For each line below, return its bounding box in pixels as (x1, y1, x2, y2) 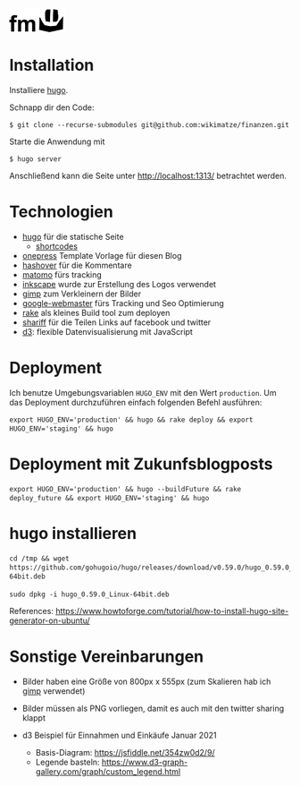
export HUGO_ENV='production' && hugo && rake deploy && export (9, 415, 254, 424)
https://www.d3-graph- (101, 756, 188, 767)
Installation (9, 56, 95, 75)
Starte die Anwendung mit (9, 136, 105, 147)
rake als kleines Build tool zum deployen (21, 307, 171, 318)
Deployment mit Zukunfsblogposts (9, 454, 274, 474)
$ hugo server (9, 154, 62, 164)
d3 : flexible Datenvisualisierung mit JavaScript (21, 326, 194, 337)
